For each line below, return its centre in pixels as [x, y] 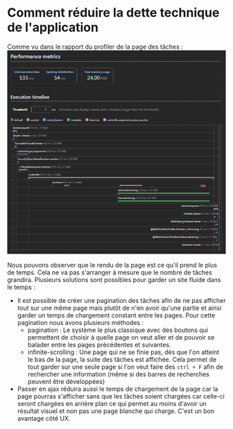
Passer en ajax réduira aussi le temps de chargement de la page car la [118, 389]
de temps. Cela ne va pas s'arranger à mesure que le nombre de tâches [110, 272]
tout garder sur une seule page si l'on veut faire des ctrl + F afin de [126, 367]
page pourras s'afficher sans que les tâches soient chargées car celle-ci [121, 396]
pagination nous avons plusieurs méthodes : [80, 322]
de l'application [53, 27]
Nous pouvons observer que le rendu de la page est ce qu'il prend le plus [112, 265]
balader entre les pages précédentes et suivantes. [99, 344]
